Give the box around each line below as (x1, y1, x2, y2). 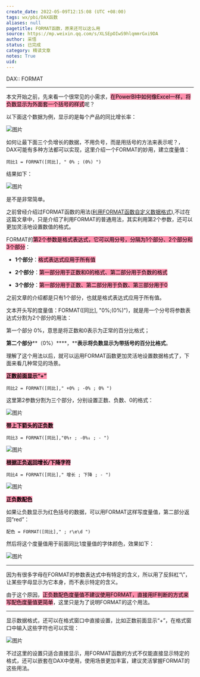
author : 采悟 (6, 36, 37, 42)
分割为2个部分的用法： (16, 314, 73, 321)
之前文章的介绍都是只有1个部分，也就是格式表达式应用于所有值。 (6, 293, 165, 301)
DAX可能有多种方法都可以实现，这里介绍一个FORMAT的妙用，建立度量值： (6, 146, 190, 153)
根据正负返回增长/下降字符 (6, 459, 71, 466)
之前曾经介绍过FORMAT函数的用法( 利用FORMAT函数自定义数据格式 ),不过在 (6, 208, 190, 215)
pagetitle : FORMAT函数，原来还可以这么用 (6, 25, 101, 32)
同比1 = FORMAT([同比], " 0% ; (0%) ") (6, 159, 102, 165)
